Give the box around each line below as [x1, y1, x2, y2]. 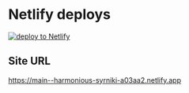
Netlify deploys [8, 6, 111, 24]
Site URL [8, 54, 51, 68]
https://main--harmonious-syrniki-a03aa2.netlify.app [8, 75, 182, 84]
